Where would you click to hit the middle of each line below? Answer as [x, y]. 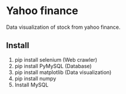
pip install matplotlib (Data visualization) [63, 72]
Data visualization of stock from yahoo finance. [63, 27]
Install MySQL [31, 85]
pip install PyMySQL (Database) [53, 66]
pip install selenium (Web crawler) [56, 59]
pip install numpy [35, 78]
